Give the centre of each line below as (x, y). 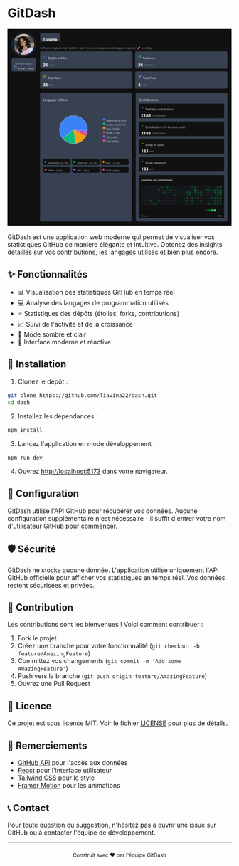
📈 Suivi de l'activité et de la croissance (75, 324)
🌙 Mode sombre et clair (52, 334)
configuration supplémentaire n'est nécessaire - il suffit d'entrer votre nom (117, 518)
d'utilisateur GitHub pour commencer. (63, 526)
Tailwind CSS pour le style (56, 778)
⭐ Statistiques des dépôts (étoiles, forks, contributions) (99, 313)
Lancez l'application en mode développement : (86, 444)
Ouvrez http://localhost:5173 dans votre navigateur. (93, 472)
